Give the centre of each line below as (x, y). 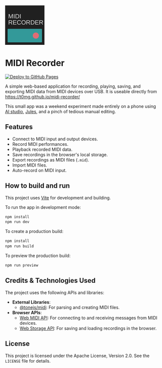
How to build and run (38, 186)
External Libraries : (31, 302)
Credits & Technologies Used (50, 281)
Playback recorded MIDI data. (42, 149)
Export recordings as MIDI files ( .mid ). (51, 160)
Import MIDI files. (30, 165)
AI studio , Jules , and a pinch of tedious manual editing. (61, 111)
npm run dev (17, 222)
